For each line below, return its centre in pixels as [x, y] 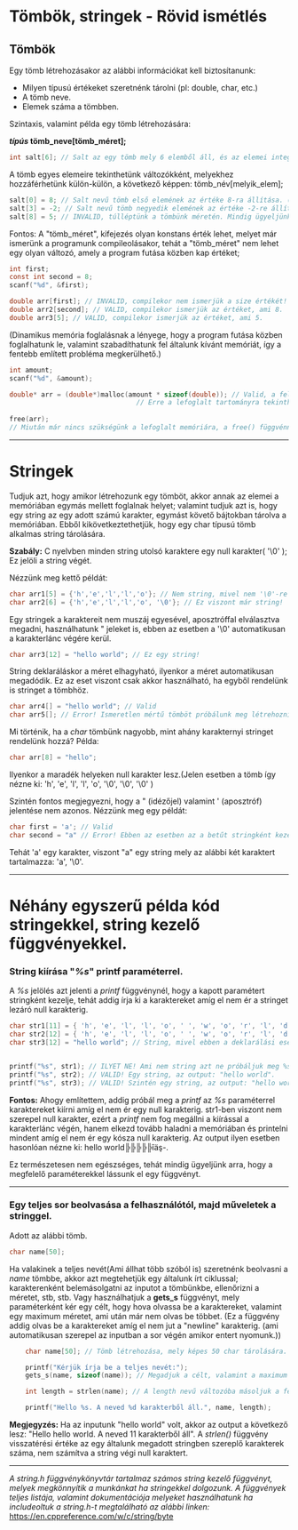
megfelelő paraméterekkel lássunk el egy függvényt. [105, 1174]
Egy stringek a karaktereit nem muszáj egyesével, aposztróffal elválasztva [145, 619]
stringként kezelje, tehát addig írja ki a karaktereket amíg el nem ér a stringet [149, 1000]
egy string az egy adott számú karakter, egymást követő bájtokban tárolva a [148, 515]
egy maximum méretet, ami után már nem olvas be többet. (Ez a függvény [145, 1316]
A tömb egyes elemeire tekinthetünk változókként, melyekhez [122, 174]
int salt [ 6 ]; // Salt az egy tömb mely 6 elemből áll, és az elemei [138, 157]
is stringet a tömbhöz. [49, 690]
